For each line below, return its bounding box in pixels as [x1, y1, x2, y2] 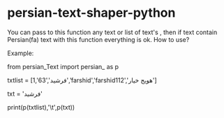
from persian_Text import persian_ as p [7, 62, 119, 71]
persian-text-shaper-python [7, 5, 176, 21]
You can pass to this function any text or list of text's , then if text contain [7, 28, 218, 36]
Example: [7, 49, 34, 57]
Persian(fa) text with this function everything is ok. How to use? [7, 35, 190, 43]
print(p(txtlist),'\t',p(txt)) [7, 103, 75, 111]
